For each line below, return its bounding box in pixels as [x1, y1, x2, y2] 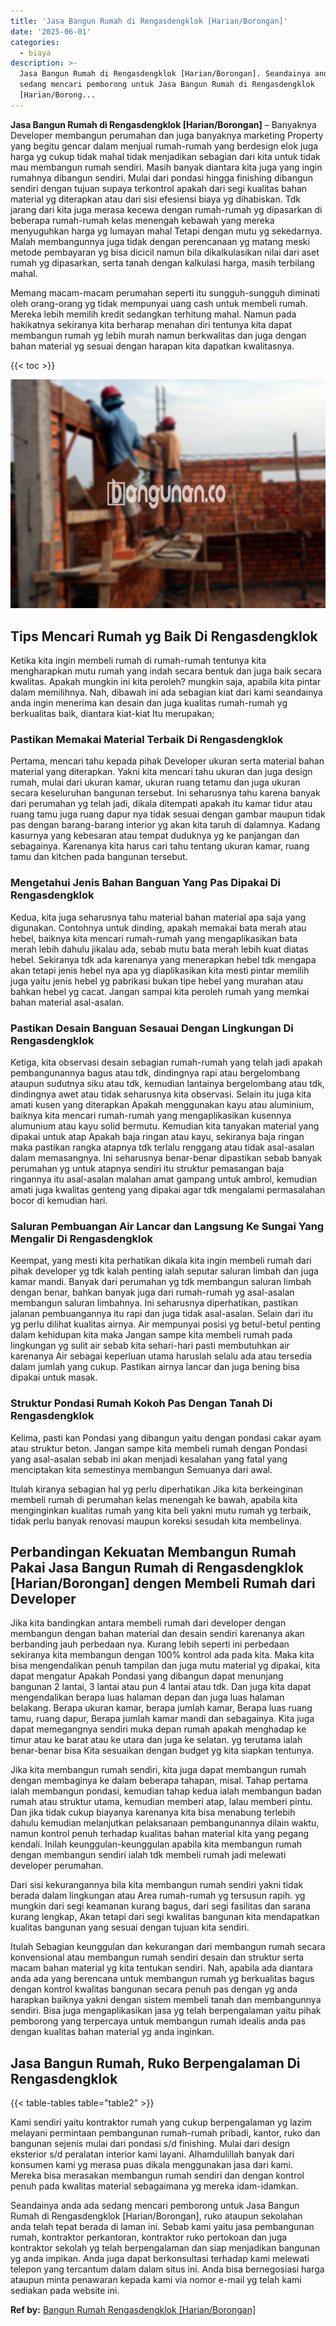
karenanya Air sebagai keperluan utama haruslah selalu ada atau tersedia [10, 1350, 313, 1362]
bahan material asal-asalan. [10, 996, 125, 1008]
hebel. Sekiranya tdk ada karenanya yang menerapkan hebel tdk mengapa [10, 953, 317, 965]
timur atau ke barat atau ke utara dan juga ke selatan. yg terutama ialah [10, 1734, 303, 1746]
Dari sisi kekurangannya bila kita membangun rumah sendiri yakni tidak [10, 1879, 304, 1891]
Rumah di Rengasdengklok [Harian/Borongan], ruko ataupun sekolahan [10, 2210, 303, 2222]
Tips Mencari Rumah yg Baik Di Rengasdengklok [10, 628, 318, 645]
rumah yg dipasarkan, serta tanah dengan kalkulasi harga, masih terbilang [10, 256, 315, 269]
